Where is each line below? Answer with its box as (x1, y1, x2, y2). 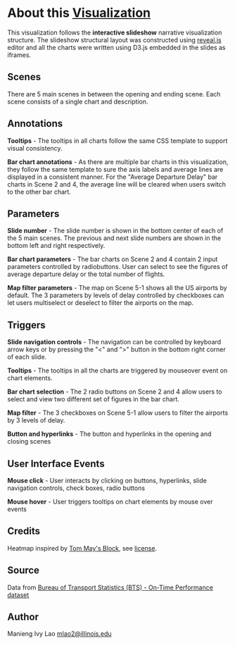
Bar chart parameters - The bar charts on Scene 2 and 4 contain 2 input (7, 255, 218, 263)
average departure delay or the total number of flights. (7, 270, 165, 279)
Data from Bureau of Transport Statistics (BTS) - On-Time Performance (7, 583, 213, 591)
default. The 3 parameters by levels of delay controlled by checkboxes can (7, 291, 224, 300)
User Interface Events (7, 458, 105, 470)
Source (7, 565, 40, 577)
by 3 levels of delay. (7, 416, 65, 425)
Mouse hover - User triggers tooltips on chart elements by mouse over (7, 498, 213, 506)
